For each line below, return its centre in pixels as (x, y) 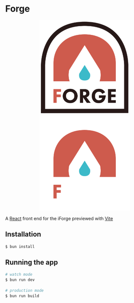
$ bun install (20, 246)
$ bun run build (22, 296)
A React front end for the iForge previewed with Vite (59, 218)
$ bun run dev (20, 280)
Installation (23, 235)
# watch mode (19, 275)
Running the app (31, 262)
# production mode (24, 291)
